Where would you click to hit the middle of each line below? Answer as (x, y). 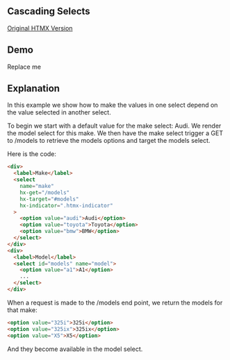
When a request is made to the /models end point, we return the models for (115, 302)
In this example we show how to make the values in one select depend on (113, 105)
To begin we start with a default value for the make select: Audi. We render (114, 126)
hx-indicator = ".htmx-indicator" (66, 205)
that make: (22, 310)
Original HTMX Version (40, 28)
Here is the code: (32, 154)
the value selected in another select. (59, 112)
